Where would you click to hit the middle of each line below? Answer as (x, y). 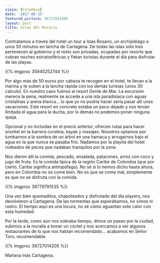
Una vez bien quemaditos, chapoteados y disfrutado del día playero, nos (78, 196)
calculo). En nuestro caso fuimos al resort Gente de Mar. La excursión (75, 91)
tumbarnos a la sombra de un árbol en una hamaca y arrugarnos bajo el (77, 137)
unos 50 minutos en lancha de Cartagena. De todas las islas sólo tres (74, 47)
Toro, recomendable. (26, 237)
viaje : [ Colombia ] (24, 9)
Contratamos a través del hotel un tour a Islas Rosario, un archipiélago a (77, 41)
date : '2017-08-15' (25, 14)
